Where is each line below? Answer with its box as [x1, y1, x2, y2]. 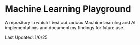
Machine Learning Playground [5, 3, 131, 15]
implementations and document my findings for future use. [5, 24, 125, 30]
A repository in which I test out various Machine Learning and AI [5, 20, 136, 25]
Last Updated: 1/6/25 [5, 34, 48, 40]
